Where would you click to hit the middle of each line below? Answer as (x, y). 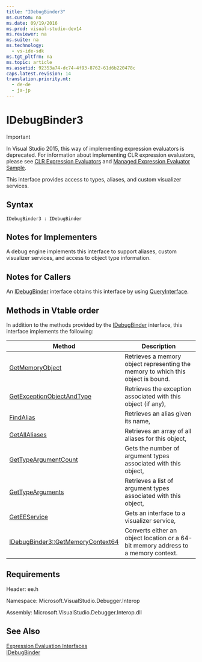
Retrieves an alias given (158, 414)
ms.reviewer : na (26, 34)
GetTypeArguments (37, 492)
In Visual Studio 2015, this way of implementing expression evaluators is (95, 148)
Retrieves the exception (158, 389)
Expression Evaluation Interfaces (47, 646)
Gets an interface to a (155, 513)
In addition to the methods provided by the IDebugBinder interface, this (94, 325)
